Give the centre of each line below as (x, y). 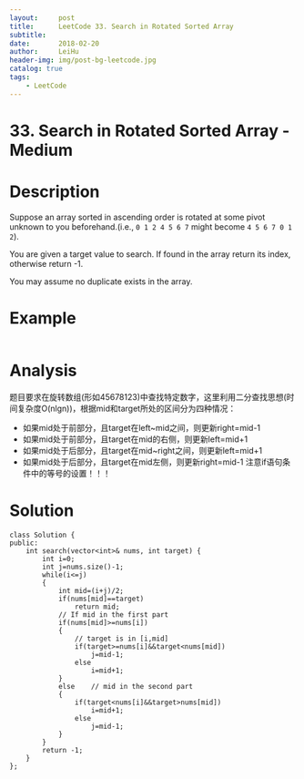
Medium (41, 150)
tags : (20, 77)
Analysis (43, 370)
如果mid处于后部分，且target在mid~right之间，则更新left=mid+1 (142, 450)
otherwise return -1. (46, 263)
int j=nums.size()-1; (83, 567)
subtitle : (28, 35)
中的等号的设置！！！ (71, 473)
